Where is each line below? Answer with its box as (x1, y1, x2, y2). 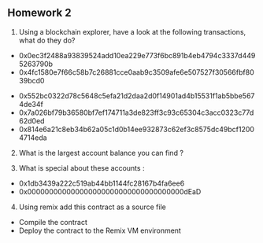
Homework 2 (7, 6, 72, 20)
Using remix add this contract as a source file (18, 202, 166, 212)
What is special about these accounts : (18, 163, 145, 172)
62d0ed (18, 116, 45, 125)
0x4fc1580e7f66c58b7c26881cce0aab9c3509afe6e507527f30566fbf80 (18, 67, 254, 77)
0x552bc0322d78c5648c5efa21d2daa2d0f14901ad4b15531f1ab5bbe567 (18, 90, 255, 101)
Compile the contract (18, 217, 88, 226)
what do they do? (18, 35, 76, 45)
